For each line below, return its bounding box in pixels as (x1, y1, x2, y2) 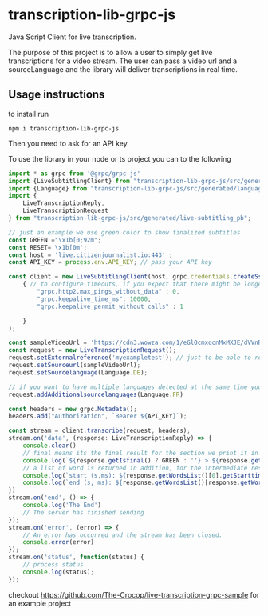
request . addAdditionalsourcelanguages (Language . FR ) (8, 390, 183, 398)
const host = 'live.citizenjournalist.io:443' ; (8, 250, 173, 259)
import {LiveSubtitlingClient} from (8, 177, 130, 185)
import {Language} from (8, 184, 88, 193)
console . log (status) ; (22, 568, 94, 576)
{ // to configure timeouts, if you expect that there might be (22, 280, 241, 289)
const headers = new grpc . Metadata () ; (8, 405, 137, 413)
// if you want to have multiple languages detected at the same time (8, 382, 248, 391)
